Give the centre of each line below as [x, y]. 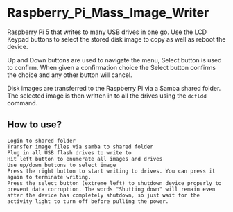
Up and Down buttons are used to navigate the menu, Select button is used [114, 60]
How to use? [35, 125]
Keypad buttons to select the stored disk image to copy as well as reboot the [116, 39]
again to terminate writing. [49, 177]
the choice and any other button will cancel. [70, 75]
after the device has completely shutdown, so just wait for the [103, 195]
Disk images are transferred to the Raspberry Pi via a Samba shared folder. [114, 88]
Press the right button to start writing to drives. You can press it [111, 171]
